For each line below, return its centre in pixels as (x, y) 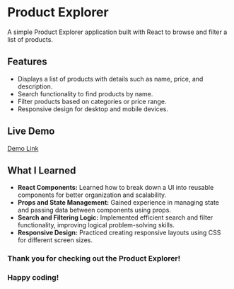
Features (27, 62)
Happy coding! (33, 278)
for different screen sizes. (55, 240)
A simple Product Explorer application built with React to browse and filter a (117, 32)
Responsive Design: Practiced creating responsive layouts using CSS (119, 233)
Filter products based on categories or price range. (92, 101)
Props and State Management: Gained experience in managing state (118, 203)
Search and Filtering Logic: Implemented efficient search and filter (115, 217)
